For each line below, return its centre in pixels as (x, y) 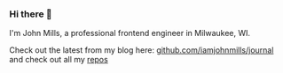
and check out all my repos (59, 60)
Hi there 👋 (31, 14)
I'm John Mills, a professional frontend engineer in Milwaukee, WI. (130, 33)
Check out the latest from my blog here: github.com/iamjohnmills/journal (141, 50)
